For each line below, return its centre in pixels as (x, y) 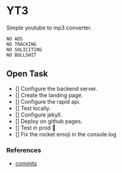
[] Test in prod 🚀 (35, 128)
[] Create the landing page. (49, 95)
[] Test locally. (33, 108)
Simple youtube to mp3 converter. (49, 28)
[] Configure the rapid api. (48, 101)
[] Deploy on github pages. (49, 121)
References (24, 150)
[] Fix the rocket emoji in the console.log (66, 134)
